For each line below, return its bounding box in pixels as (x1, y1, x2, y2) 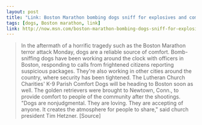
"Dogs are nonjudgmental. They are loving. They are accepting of (20, 100, 183, 107)
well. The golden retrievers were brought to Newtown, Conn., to (20, 87, 179, 94)
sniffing (20, 55, 40, 62)
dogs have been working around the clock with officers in (41, 55, 184, 62)
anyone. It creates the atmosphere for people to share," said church (20, 106, 189, 113)
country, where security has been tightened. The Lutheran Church (20, 74, 185, 81)
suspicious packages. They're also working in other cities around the (20, 67, 192, 75)
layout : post (6, 8, 39, 15)
